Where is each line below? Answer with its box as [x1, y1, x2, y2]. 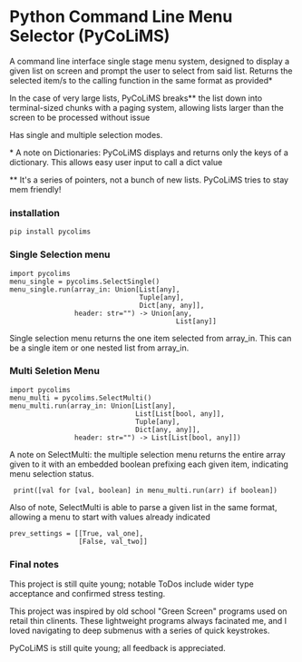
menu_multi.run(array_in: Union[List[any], [9, 401, 177, 410]
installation [9, 206, 61, 219]
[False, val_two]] [78, 537, 148, 546]
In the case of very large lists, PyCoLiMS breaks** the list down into [9, 93, 263, 104]
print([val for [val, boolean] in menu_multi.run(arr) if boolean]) [13, 486, 278, 495]
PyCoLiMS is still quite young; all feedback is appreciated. [9, 643, 226, 654]
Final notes [9, 558, 59, 570]
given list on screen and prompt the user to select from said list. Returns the [9, 65, 293, 76]
